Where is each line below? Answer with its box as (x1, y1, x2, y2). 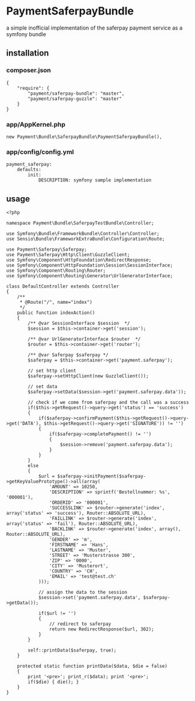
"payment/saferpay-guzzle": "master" (28, 95, 122, 102)
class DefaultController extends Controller (6, 283, 119, 290)
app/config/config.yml (6, 148, 74, 156)
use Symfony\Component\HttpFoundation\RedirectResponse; (6, 257, 152, 263)
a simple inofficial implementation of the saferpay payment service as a (6, 24, 183, 31)
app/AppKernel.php (6, 120, 66, 128)
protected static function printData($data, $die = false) (17, 663, 168, 670)
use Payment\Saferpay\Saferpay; (6, 247, 87, 253)
